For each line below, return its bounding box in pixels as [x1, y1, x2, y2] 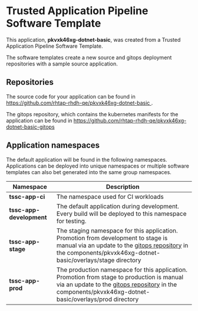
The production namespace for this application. [56, 266, 187, 274]
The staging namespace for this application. [56, 226, 178, 234]
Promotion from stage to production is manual [56, 273, 184, 281]
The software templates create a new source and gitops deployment [6, 54, 172, 61]
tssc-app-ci [9, 192, 45, 201]
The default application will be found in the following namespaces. [6, 156, 167, 163]
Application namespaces [6, 140, 100, 150]
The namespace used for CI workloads [56, 192, 164, 201]
